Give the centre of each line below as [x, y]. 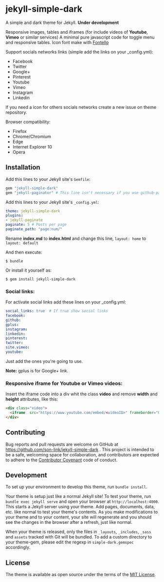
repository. [16, 112]
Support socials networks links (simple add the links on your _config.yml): [80, 52]
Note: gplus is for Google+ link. [37, 370]
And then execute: [24, 252]
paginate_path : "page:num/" [34, 229]
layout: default [22, 243]
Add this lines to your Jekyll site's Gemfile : [48, 179]
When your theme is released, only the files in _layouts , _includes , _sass [78, 532]
